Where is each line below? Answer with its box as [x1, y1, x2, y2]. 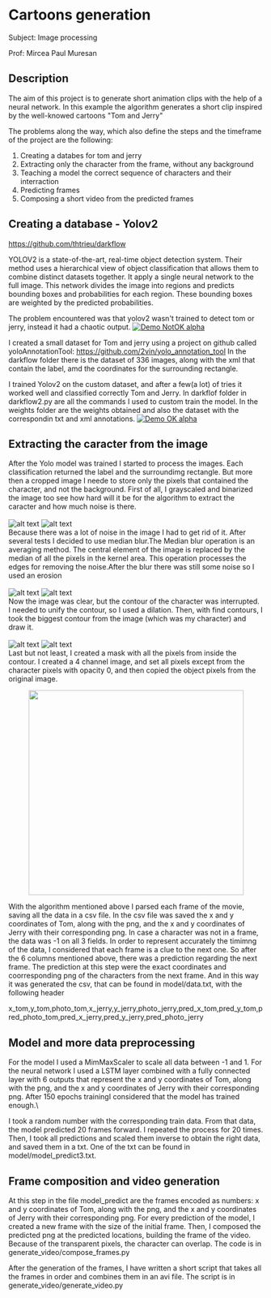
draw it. [8, 622, 34, 632]
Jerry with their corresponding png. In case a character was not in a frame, [8, 927, 259, 938]
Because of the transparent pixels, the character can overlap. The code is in [8, 1239, 261, 1249]
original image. [8, 674, 58, 684]
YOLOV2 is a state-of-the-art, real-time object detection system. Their [8, 254, 243, 264]
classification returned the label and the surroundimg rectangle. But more [8, 467, 253, 477]
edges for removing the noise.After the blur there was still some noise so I [8, 562, 255, 572]
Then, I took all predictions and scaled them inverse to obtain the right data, [8, 1133, 260, 1143]
